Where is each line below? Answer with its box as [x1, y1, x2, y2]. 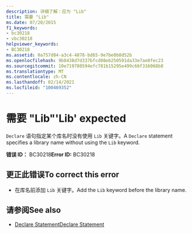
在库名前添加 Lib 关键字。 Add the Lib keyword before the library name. [14, 186, 187, 193]
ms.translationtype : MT [6, 68, 64, 74]
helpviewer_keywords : [6, 42, 59, 47]
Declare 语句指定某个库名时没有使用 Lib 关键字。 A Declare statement [6, 132, 173, 139]
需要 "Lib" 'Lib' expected [6, 112, 126, 125]
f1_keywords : [6, 25, 38, 31]
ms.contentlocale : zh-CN [6, 74, 67, 80]
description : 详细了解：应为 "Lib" [6, 8, 87, 15]
